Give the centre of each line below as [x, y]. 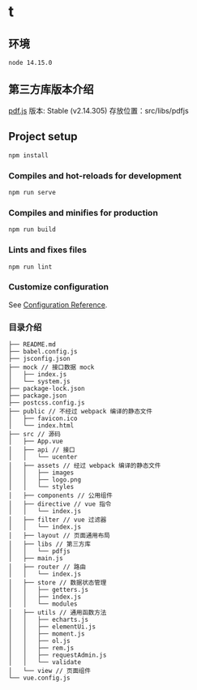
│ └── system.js [39, 382]
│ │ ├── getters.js [49, 590]
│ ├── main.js [36, 559]
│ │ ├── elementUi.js [52, 627]
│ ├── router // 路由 [47, 567]
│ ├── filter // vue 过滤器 [58, 520]
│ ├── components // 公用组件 [61, 496]
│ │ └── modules [43, 604]
